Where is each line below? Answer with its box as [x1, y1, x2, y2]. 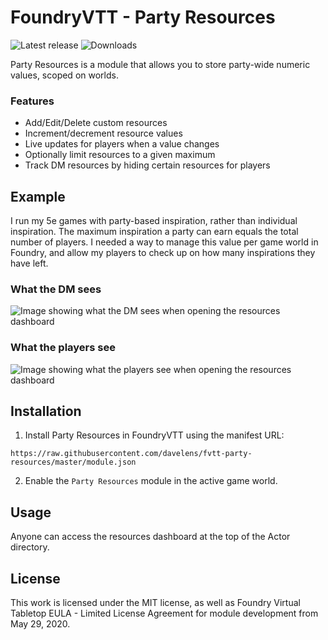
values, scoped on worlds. [10, 69, 119, 81]
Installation [10, 403, 82, 420]
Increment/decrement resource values [24, 127, 183, 140]
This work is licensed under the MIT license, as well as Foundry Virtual [10, 597, 301, 609]
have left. [10, 257, 49, 270]
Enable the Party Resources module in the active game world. [24, 475, 278, 487]
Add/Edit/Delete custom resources [24, 117, 168, 129]
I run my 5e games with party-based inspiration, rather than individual [10, 215, 298, 227]
